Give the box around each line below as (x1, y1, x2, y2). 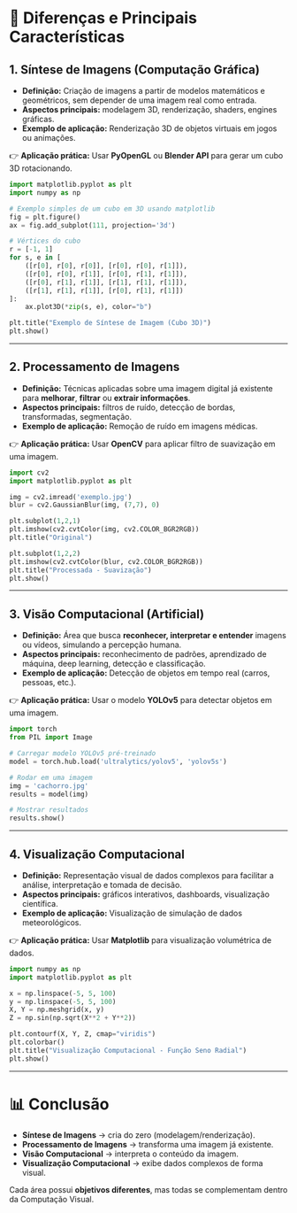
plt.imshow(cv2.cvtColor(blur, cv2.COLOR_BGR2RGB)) (9, 557, 203, 566)
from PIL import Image (9, 733, 93, 742)
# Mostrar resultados (9, 806, 89, 815)
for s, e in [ (9, 253, 62, 262)
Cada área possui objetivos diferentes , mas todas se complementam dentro (9, 1184, 288, 1194)
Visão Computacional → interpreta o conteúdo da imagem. (21, 1148, 239, 1159)
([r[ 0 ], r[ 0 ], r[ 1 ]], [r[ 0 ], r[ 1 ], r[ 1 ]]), (25, 269, 188, 278)
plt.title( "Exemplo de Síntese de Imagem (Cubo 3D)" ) (9, 319, 212, 328)
